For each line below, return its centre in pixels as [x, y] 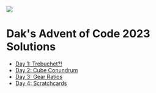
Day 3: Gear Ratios [39, 76]
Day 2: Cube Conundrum [46, 70]
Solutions [31, 47]
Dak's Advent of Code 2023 [78, 34]
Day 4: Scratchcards [41, 83]
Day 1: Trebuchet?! [39, 64]
